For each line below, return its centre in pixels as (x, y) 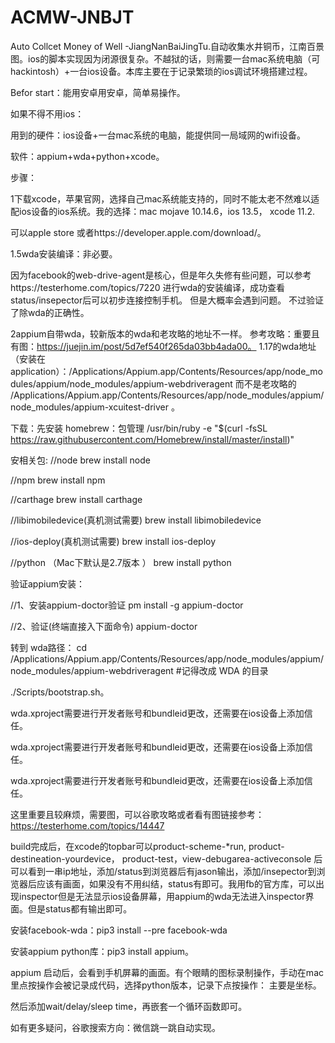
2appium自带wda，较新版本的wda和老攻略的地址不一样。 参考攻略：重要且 (165, 333)
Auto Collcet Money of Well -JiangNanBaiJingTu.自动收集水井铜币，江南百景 (167, 46)
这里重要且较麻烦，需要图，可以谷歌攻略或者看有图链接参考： (137, 814)
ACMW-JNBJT (72, 17)
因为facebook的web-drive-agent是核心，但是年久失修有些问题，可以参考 (161, 275)
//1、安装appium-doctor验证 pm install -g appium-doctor (127, 605)
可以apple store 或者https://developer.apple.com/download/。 (138, 232)
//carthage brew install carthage (76, 499)
